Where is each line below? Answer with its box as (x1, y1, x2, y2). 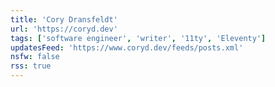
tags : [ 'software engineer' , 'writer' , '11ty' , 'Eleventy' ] (10, 33, 267, 43)
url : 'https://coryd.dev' (10, 24, 118, 34)
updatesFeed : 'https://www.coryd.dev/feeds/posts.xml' (10, 42, 244, 53)
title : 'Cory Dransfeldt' (10, 14, 118, 25)
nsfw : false (10, 52, 60, 62)
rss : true (10, 61, 52, 71)
